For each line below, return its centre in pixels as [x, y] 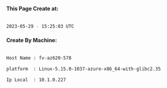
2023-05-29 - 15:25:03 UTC [40, 27]
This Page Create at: [32, 8]
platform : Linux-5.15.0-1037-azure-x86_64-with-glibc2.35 [84, 69]
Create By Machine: [32, 40]
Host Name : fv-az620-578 [39, 58]
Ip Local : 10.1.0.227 [36, 80]
